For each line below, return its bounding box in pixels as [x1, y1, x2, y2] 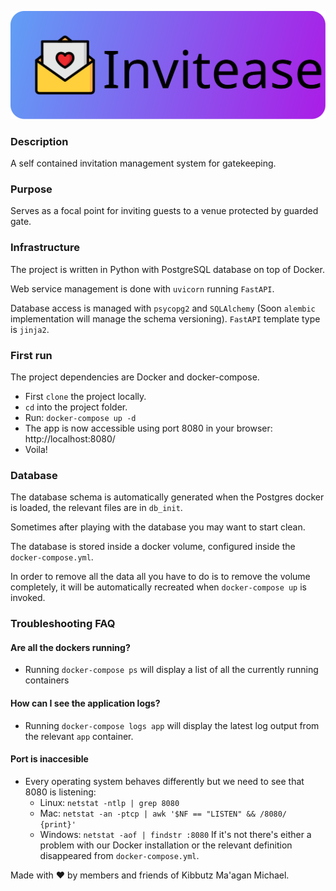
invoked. [10, 592, 46, 604]
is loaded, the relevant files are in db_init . [10, 502, 183, 514]
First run [10, 348, 53, 362]
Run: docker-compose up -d [24, 411, 137, 423]
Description [10, 134, 69, 148]
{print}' [39, 819, 77, 830]
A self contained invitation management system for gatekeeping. [10, 157, 277, 170]
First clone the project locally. [24, 390, 147, 402]
